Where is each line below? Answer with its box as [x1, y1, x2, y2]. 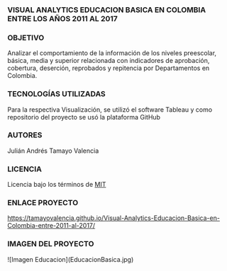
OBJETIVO [7, 33, 45, 42]
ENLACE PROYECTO [7, 198, 79, 208]
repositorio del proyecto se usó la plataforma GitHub [7, 113, 161, 121]
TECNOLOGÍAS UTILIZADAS [7, 89, 106, 99]
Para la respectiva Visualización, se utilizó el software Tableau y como [7, 105, 213, 114]
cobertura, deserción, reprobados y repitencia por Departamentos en [7, 64, 210, 72]
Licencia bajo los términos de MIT [7, 180, 106, 189]
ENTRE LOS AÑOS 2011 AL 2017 [7, 13, 118, 23]
